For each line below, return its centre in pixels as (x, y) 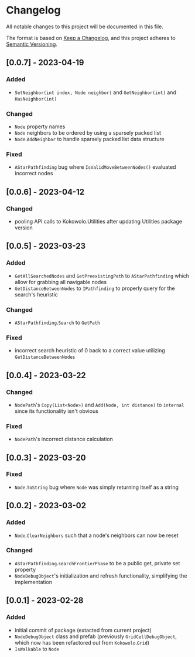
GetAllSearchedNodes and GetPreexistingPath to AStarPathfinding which (102, 276)
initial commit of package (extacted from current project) (83, 630)
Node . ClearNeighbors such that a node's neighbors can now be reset (96, 535)
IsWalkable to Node (37, 649)
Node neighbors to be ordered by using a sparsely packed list (88, 132)
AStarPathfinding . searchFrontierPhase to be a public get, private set (97, 563)
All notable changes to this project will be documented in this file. (85, 26)
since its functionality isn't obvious (56, 411)
